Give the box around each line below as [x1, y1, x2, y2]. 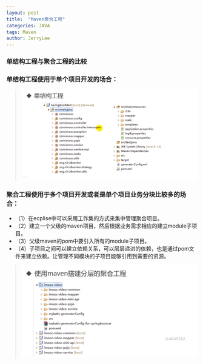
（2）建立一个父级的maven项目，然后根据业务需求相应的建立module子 [15, 222, 192, 229]
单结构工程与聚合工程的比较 [6, 58, 87, 66]
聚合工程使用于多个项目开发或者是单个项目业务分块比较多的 [6, 190, 181, 199]
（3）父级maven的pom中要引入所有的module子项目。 [15, 237, 150, 244]
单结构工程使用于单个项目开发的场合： [6, 75, 118, 83]
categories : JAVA [6, 22, 50, 29]
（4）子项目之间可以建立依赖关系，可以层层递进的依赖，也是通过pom [15, 244, 190, 252]
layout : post [6, 10, 39, 16]
